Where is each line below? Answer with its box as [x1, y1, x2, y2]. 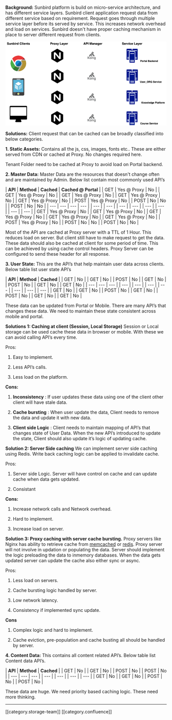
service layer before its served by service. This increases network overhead [5, 20, 166, 27]
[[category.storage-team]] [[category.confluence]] [5, 708, 112, 714]
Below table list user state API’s [5, 266, 72, 272]
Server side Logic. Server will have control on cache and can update [12, 470, 157, 477]
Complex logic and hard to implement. [12, 627, 93, 633]
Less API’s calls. [12, 364, 47, 370]
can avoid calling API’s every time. [5, 334, 78, 340]
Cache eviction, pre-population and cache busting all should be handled [12, 636, 165, 643]
